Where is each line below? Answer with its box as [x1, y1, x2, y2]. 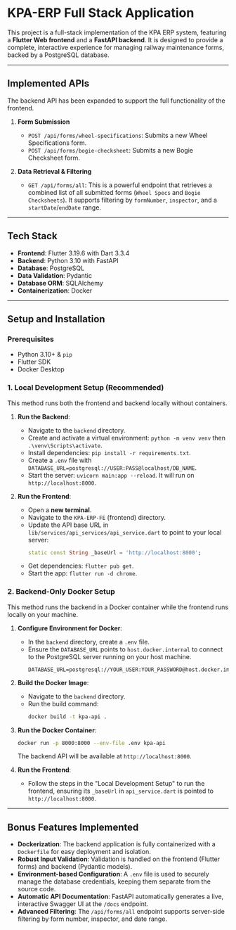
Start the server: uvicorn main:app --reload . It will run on [27, 471, 195, 479]
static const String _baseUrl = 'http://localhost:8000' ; [27, 549, 202, 556]
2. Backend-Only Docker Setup [7, 587, 116, 597]
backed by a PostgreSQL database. [7, 51, 110, 59]
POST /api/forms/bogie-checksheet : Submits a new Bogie [27, 146, 193, 154]
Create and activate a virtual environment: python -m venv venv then [27, 433, 226, 442]
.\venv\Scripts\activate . [27, 441, 103, 450]
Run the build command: [27, 699, 99, 708]
